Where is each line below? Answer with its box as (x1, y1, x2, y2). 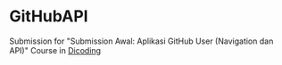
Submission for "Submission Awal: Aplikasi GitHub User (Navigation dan (9, 36, 274, 46)
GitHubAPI (9, 6, 88, 27)
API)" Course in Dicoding (9, 45, 101, 55)
